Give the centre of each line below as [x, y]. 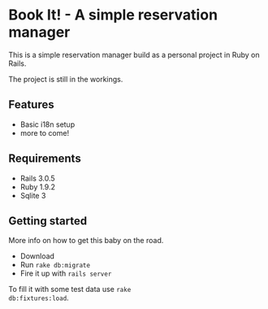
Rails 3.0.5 [37, 178]
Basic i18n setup [48, 124]
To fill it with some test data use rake [70, 289]
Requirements [45, 159]
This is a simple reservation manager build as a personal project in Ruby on [134, 54]
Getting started [48, 221]
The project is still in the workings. [66, 79]
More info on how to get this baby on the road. [86, 241]
